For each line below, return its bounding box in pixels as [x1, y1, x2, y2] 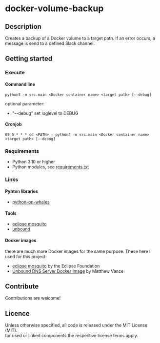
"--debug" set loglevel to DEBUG [12, 110, 79, 116]
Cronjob [5, 121, 22, 127]
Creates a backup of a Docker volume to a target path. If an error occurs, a [5, 35, 155, 41]
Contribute [5, 282, 39, 290]
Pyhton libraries [5, 188, 38, 194]
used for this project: [5, 253, 47, 259]
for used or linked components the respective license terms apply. [5, 333, 138, 339]
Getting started [5, 55, 53, 63]
